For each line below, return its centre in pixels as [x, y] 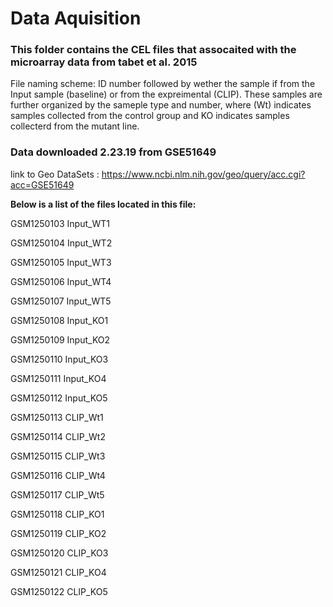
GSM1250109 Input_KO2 [60, 339]
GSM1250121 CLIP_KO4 [58, 572]
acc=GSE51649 [42, 184]
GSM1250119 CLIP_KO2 [58, 533]
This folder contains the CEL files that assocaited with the [153, 50]
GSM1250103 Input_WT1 [60, 223]
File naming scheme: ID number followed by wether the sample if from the [163, 84]
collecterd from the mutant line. [75, 126]
